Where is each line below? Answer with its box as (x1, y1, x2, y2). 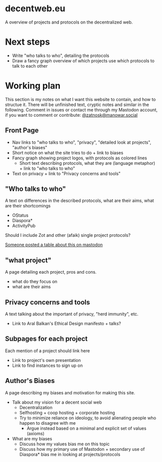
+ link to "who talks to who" (19, 165, 75, 171)
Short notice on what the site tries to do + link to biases (12, 150, 123, 155)
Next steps (5, 36, 50, 48)
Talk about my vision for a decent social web (12, 399, 102, 405)
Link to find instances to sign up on (12, 362, 83, 368)
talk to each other (12, 63, 48, 69)
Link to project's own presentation (12, 357, 81, 363)
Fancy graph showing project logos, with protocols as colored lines (12, 155, 147, 161)
